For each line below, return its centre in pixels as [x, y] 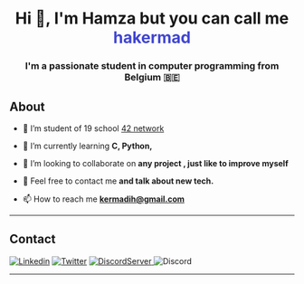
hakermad [152, 38]
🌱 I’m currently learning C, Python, [87, 146]
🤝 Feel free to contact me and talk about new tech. [118, 181]
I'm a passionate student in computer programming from [152, 66]
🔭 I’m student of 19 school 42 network [93, 128]
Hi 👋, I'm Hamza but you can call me [152, 19]
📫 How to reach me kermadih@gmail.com [104, 199]
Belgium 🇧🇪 [152, 78]
